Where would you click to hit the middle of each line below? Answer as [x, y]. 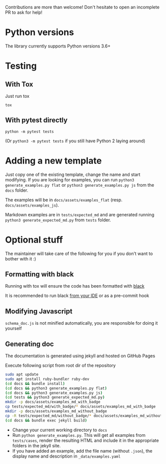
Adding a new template [54, 161]
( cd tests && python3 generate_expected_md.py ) [55, 397]
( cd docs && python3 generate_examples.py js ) [54, 393]
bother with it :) [21, 258]
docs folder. [17, 190]
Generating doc [30, 344]
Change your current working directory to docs [60, 430]
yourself [14, 329]
